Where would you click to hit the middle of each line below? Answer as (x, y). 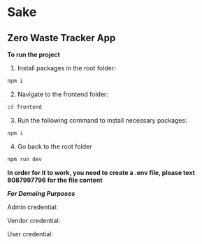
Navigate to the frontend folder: (63, 94)
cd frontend (24, 107)
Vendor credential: (34, 220)
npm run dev (24, 159)
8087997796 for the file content (55, 180)
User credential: (30, 234)
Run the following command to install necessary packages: (102, 120)
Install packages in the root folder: (67, 68)
